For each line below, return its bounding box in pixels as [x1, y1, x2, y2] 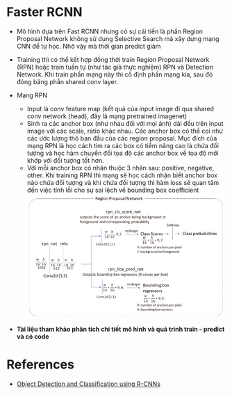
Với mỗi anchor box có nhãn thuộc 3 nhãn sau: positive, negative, [26, 163, 215, 172]
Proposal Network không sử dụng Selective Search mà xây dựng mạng [16, 34, 219, 42]
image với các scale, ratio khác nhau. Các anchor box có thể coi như [26, 127, 224, 135]
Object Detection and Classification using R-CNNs [16, 380, 161, 388]
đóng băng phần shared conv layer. [16, 77, 119, 86]
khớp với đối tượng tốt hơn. [26, 156, 105, 164]
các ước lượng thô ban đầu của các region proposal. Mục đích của [26, 134, 217, 143]
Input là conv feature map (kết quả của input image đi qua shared [26, 104, 215, 113]
